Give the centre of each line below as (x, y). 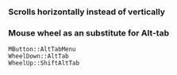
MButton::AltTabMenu (42, 50)
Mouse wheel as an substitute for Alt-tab (88, 32)
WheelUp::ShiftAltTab (44, 63)
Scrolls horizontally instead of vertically (87, 12)
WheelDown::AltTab (38, 56)
